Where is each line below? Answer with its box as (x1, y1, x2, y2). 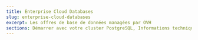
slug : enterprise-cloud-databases (6, 14, 91, 20)
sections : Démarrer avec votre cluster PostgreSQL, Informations (6, 25, 170, 31)
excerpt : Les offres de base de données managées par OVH (6, 19, 151, 25)
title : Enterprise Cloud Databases (6, 8, 94, 15)
